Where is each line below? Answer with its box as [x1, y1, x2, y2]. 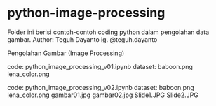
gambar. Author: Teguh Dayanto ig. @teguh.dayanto [7, 35, 158, 43]
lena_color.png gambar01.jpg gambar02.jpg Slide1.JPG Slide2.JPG [7, 91, 198, 99]
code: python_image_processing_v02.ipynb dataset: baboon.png [7, 83, 194, 91]
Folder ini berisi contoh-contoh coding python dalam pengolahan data [7, 28, 210, 36]
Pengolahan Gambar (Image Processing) [7, 49, 125, 57]
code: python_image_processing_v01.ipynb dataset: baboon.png [7, 62, 193, 70]
